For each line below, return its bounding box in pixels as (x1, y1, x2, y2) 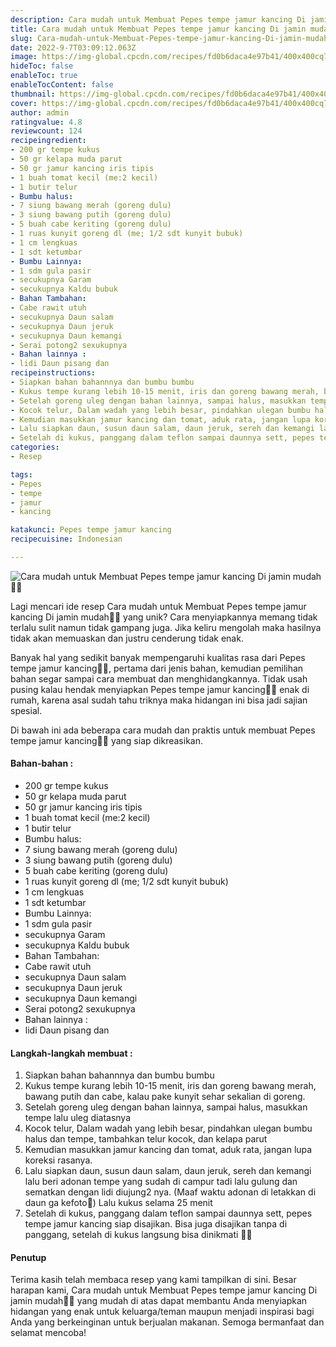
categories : (10, 442, 60, 453)
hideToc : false (10, 61, 74, 71)
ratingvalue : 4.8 (10, 117, 83, 127)
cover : (10, 98, 38, 108)
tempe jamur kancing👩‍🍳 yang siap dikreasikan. (10, 734, 203, 746)
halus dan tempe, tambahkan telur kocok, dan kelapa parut (24, 1133, 268, 1145)
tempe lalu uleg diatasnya (24, 1112, 132, 1124)
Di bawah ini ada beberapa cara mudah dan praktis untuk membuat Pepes (10, 724, 316, 736)
